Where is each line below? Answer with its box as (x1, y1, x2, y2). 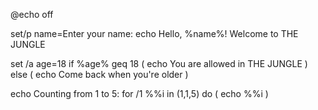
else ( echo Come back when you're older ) (10, 69, 189, 80)
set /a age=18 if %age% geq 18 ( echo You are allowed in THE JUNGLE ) (10, 58, 308, 69)
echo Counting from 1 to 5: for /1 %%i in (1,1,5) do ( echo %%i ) (10, 88, 269, 99)
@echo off (10, 9, 54, 20)
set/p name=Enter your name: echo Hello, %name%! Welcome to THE (10, 28, 299, 39)
